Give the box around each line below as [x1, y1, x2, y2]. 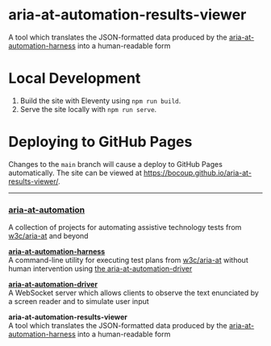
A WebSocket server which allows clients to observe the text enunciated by [8, 288, 260, 298]
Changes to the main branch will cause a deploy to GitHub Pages [8, 159, 223, 169]
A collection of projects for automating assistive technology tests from [8, 223, 242, 232]
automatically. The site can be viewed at [8, 168, 143, 177]
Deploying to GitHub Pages [8, 133, 193, 151]
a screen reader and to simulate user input [8, 297, 149, 306]
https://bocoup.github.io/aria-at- [144, 168, 252, 177]
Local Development [8, 69, 141, 88]
